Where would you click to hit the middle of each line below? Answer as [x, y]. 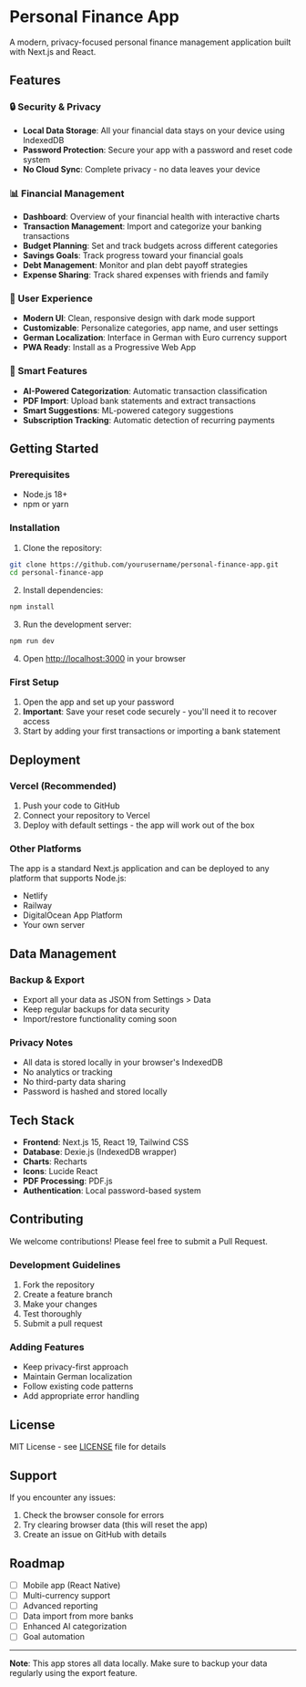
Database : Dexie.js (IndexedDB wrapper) [100, 1152]
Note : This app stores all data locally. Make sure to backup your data [138, 1663]
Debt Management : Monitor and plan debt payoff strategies [135, 265]
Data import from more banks [78, 1616]
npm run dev [32, 641]
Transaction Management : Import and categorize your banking [142, 226]
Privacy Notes [41, 1042]
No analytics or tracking [67, 1072]
